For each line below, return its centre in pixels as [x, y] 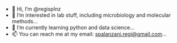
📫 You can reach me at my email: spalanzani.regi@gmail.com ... [89, 34]
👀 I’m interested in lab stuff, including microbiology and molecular [91, 15]
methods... [25, 21]
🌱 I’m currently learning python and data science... [73, 27]
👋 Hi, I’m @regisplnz [36, 9]
